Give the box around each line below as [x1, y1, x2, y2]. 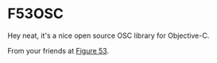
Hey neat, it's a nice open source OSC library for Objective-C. [7, 31, 210, 40]
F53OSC [7, 5, 64, 23]
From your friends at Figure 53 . [7, 46, 109, 55]
